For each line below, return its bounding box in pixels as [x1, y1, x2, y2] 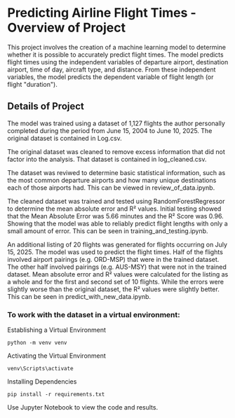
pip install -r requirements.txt [7, 391, 105, 398]
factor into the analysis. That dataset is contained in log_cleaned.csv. [7, 155, 207, 163]
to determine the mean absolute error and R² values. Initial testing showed [7, 204, 222, 213]
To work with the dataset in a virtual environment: [7, 309, 180, 319]
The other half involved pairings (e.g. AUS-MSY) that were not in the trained [7, 263, 227, 271]
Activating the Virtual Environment [7, 351, 107, 360]
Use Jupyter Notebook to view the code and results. [7, 403, 159, 412]
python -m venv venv [7, 340, 68, 347]
